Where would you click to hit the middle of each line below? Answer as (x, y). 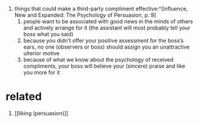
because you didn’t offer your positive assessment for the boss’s (103, 40)
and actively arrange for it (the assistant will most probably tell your (107, 28)
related (24, 97)
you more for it (41, 72)
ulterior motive (41, 53)
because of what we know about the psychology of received (98, 60)
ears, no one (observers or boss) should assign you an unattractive (106, 47)
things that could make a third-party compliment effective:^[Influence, (101, 9)
